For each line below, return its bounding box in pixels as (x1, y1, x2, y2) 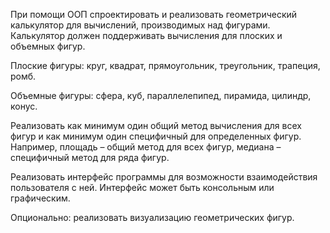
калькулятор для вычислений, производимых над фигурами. (10, 19, 271, 31)
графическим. (10, 192, 71, 204)
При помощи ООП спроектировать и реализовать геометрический (10, 9, 298, 20)
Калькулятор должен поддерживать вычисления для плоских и (10, 30, 283, 41)
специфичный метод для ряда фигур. (10, 152, 170, 163)
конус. (10, 100, 38, 112)
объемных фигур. (10, 40, 86, 52)
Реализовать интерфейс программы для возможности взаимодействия (10, 171, 318, 183)
